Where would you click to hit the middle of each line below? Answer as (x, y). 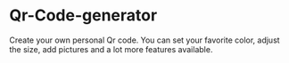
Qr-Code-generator (83, 16)
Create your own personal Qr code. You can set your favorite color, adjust (144, 40)
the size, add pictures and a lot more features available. (111, 49)
